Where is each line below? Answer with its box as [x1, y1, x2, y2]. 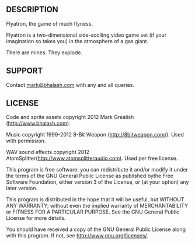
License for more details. [6, 215, 66, 222]
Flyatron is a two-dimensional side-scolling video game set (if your [6, 32, 167, 38]
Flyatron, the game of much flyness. [6, 20, 93, 27]
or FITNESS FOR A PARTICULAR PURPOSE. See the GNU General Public [6, 208, 180, 215]
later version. [6, 185, 38, 192]
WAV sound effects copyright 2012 [6, 149, 89, 156]
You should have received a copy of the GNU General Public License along [6, 226, 186, 233]
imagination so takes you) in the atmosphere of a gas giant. [6, 37, 149, 44]
